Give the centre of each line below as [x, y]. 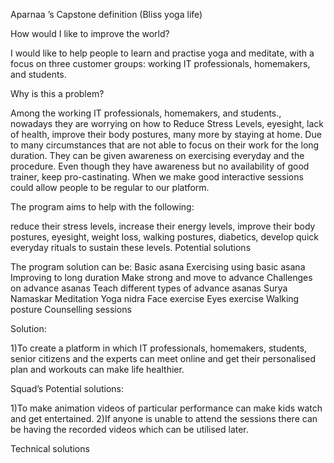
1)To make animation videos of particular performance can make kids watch [166, 408]
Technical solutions [50, 448]
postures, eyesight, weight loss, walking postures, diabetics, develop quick [164, 237]
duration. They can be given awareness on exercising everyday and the [157, 155]
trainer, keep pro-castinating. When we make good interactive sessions [157, 177]
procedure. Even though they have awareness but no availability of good [160, 166]
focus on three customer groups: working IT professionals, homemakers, [160, 63]
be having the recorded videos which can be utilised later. [129, 429]
